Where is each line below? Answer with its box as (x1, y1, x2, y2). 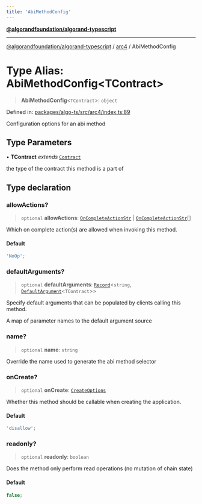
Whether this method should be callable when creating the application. (6, 398, 182, 406)
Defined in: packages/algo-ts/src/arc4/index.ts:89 (6, 108, 130, 115)
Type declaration (6, 182, 71, 193)
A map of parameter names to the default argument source (6, 317, 152, 324)
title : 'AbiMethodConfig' (6, 8, 71, 15)
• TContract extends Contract (6, 153, 81, 160)
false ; (6, 492, 23, 498)
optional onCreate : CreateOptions (20, 386, 106, 394)
